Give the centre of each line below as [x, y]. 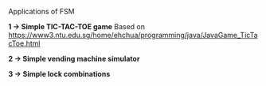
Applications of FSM [41, 11]
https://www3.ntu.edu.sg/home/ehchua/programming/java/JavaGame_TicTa [133, 35]
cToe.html [24, 43]
